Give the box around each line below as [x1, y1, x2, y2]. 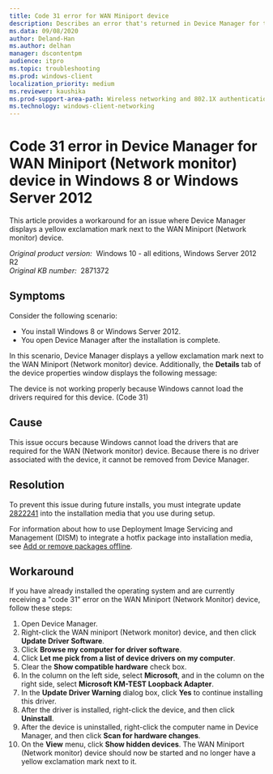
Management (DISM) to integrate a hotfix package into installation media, [9, 532, 254, 542]
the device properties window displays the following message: [9, 368, 218, 378]
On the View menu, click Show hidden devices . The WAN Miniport [20, 739, 245, 750]
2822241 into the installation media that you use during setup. [9, 508, 215, 518]
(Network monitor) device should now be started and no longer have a [20, 748, 256, 758]
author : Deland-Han [9, 34, 75, 43]
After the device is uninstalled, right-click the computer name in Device [20, 722, 258, 732]
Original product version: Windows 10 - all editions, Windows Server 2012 [9, 249, 258, 259]
